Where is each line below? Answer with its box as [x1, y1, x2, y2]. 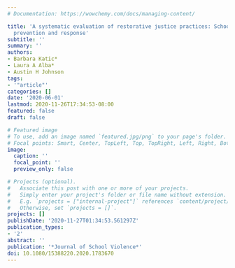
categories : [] [7, 88, 52, 95]
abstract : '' [7, 237, 45, 244]
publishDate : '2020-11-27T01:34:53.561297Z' [7, 218, 139, 225]
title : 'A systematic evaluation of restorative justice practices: [7, 22, 211, 30]
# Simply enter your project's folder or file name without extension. [7, 191, 227, 198]
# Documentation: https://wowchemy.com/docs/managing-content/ [7, 10, 196, 17]
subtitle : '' [7, 36, 45, 43]
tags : [7, 75, 23, 82]
